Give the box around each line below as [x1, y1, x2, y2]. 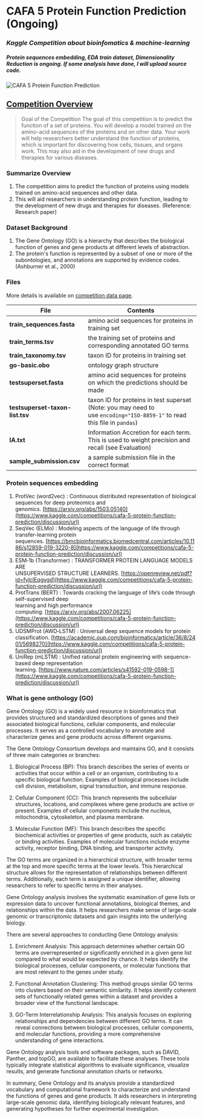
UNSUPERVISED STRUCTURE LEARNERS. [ [14, 570, 123, 577]
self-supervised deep [14, 596, 69, 603]
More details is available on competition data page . [6, 291, 134, 299]
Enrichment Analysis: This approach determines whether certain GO [14, 943, 185, 950]
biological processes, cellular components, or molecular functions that [14, 962, 191, 969]
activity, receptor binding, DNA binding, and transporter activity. [14, 845, 175, 852]
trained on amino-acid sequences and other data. [14, 189, 139, 197]
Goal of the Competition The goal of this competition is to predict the [21, 115, 193, 122]
